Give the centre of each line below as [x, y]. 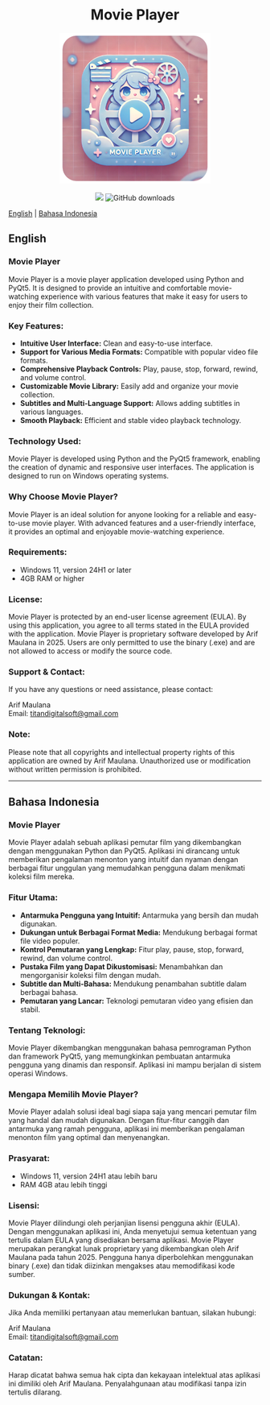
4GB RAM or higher [52, 578]
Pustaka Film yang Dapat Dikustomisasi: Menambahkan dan [121, 966]
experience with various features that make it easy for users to [144, 296]
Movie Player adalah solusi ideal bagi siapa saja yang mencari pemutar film [133, 1112]
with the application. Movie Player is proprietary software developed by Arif [133, 634]
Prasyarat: [29, 1158]
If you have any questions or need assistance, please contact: [111, 690]
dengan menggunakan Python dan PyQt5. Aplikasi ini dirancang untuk [124, 851]
